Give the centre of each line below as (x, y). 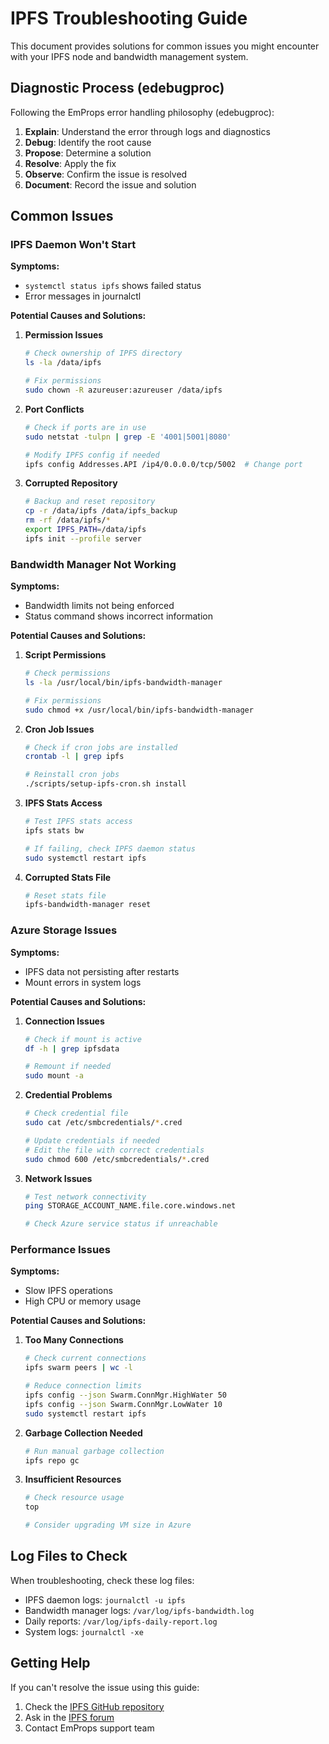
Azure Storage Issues (64, 930)
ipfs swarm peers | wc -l (78, 1368)
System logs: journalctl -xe (84, 1631)
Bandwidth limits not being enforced (99, 606)
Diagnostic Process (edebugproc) (117, 88)
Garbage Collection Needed (83, 1433)
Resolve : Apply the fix (70, 163)
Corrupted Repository (71, 483)
